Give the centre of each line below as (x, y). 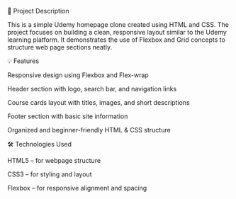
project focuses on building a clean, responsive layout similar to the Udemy (117, 32)
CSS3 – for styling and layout (50, 174)
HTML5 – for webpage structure (54, 160)
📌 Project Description (38, 11)
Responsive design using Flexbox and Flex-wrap (78, 75)
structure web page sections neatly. (60, 47)
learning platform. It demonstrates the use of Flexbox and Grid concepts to (116, 40)
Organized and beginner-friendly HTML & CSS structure (89, 130)
